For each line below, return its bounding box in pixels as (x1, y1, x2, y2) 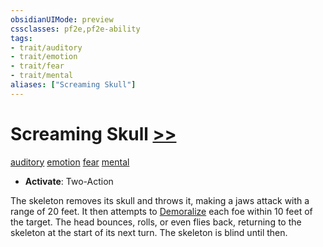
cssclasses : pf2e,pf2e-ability (10, 24, 141, 34)
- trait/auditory (10, 42, 83, 53)
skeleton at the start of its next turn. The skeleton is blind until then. (10, 226, 288, 238)
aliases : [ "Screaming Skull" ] (10, 80, 137, 90)
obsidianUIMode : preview (10, 14, 114, 25)
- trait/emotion (10, 52, 78, 62)
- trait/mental (10, 71, 74, 81)
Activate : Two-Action (24, 175, 114, 187)
